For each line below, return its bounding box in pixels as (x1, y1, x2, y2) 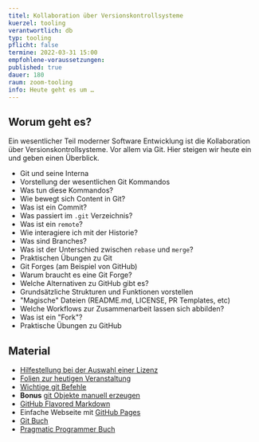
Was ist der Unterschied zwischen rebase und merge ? (19, 244, 194, 255)
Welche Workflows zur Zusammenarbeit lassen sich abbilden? (19, 304, 225, 314)
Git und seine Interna (19, 169, 89, 178)
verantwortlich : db (8, 26, 73, 34)
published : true (8, 64, 62, 72)
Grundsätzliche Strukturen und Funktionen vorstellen (19, 287, 194, 297)
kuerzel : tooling (8, 19, 66, 27)
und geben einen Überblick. (8, 153, 100, 163)
